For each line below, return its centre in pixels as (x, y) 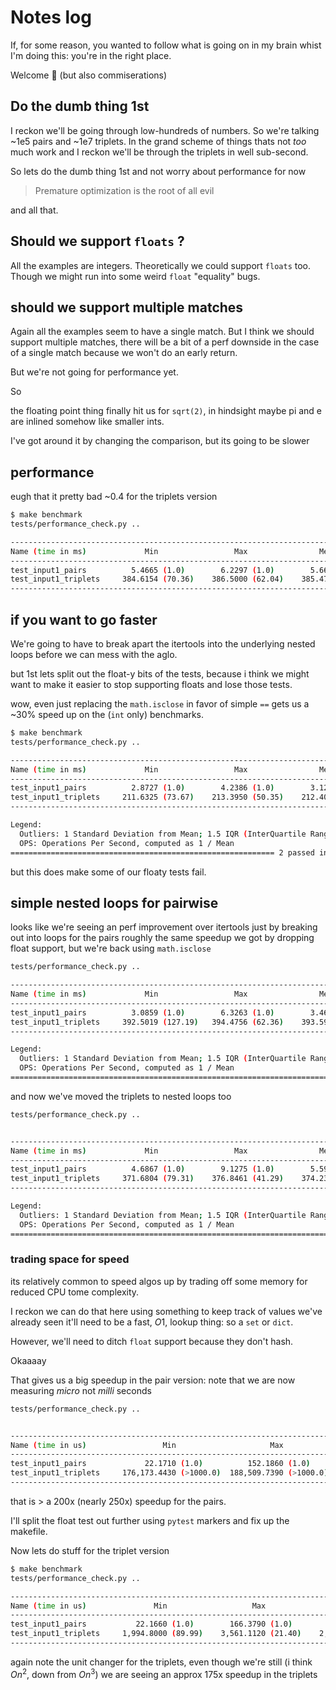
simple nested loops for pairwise (114, 902)
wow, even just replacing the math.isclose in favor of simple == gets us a (160, 704)
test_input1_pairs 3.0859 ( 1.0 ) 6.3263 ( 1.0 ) (142, 1012)
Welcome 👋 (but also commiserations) (89, 75)
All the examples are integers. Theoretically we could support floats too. (160, 265)
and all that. (34, 210)
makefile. (29, 1531)
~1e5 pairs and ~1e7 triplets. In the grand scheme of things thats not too (158, 141)
